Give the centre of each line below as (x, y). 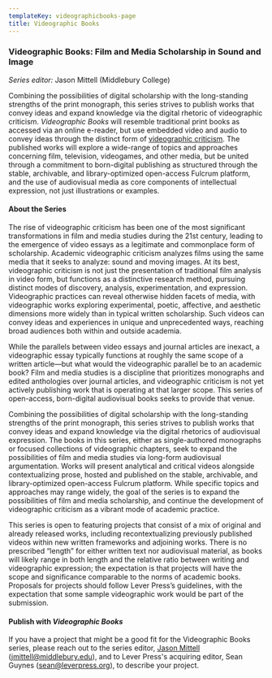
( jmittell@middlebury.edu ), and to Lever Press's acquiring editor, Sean (126, 657)
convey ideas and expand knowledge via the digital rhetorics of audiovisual (134, 431)
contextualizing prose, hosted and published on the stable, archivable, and (133, 475)
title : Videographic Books (54, 24)
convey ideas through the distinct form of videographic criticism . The (124, 138)
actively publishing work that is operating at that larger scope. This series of (136, 390)
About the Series (37, 209)
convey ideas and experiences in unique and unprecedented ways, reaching (136, 322)
